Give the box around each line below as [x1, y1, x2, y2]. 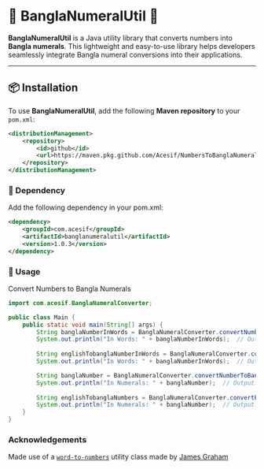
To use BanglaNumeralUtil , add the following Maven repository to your [8, 106, 240, 115]
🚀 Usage [8, 266, 41, 277]
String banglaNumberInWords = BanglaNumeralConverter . [36, 328, 220, 336]
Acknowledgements [8, 434, 87, 445]
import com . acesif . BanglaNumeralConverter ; [8, 299, 153, 307]
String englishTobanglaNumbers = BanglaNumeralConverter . [36, 393, 230, 401]
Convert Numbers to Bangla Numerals [8, 284, 131, 293]
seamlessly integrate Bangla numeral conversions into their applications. [8, 50, 243, 59]
